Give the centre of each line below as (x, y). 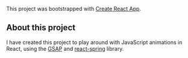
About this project (41, 27)
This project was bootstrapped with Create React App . (74, 9)
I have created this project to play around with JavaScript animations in (94, 42)
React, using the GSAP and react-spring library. (65, 48)
